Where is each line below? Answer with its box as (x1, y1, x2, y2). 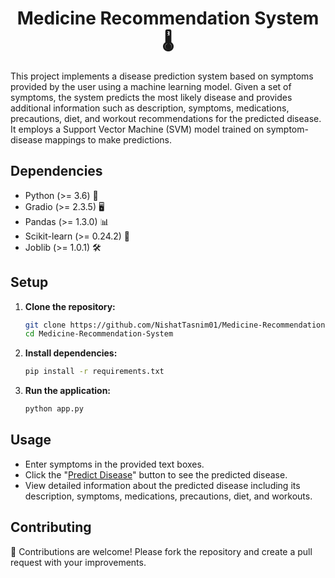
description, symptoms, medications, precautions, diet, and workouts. (24, 490, 313, 502)
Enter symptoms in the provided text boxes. (24, 458, 205, 470)
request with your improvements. (10, 556, 147, 568)
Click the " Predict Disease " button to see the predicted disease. (24, 468, 288, 481)
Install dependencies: (24, 347, 118, 359)
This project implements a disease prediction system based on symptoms (10, 70, 314, 82)
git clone (24, 320, 67, 330)
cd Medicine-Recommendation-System (24, 329, 174, 339)
